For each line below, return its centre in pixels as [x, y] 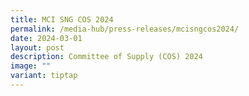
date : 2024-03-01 [46, 38]
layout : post [37, 47]
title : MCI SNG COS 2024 [62, 19]
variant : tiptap [44, 76]
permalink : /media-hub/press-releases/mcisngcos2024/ [125, 29]
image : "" [31, 66]
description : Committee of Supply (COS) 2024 [106, 57]
